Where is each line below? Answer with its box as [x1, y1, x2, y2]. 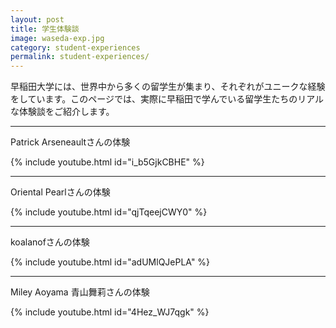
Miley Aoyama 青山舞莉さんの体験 [10, 286, 150, 298]
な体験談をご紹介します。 [10, 106, 115, 118]
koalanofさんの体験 [10, 236, 90, 248]
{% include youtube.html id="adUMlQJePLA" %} [10, 256, 211, 268]
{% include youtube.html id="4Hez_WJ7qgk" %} [10, 306, 210, 318]
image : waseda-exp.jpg [10, 33, 105, 43]
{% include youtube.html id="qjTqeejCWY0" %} [10, 206, 208, 218]
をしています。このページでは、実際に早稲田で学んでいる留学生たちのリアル [10, 93, 325, 105]
